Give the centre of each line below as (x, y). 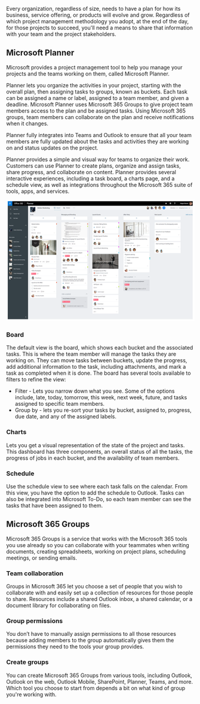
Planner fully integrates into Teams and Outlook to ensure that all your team (99, 135)
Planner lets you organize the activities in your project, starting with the (94, 85)
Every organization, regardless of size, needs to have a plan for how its (93, 9)
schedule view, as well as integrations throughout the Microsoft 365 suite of (99, 184)
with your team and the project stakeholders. (61, 34)
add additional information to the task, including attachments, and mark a (96, 367)
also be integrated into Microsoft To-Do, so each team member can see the (99, 499)
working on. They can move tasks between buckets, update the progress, (97, 360)
